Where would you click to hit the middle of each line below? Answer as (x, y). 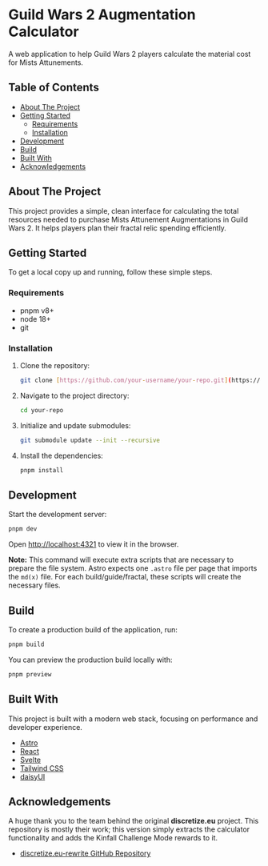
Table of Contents (54, 88)
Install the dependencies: (62, 455)
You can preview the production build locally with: (91, 660)
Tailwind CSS (42, 768)
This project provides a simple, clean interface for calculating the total (124, 210)
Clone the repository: (55, 365)
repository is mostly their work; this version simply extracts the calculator (129, 829)
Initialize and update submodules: (75, 425)
